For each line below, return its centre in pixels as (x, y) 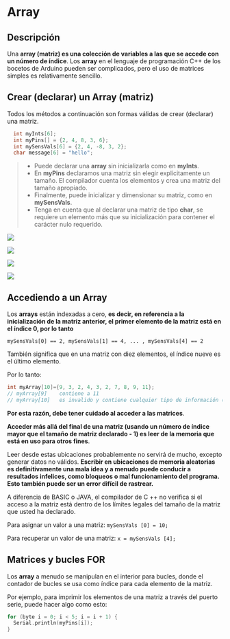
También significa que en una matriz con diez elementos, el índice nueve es (114, 354)
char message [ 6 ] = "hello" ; (53, 153)
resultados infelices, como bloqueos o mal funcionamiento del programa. (113, 476)
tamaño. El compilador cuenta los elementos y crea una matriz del (127, 181)
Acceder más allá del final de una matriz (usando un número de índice (108, 426)
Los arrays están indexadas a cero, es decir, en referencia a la (96, 314)
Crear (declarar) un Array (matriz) (80, 97)
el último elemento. (34, 361)
